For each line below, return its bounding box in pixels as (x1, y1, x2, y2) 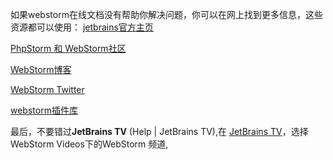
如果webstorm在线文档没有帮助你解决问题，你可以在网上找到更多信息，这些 (10, 9, 323, 20)
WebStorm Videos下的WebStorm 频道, (10, 138, 169, 150)
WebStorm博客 (10, 64, 72, 75)
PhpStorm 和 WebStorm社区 (10, 43, 127, 54)
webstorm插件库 (10, 104, 78, 116)
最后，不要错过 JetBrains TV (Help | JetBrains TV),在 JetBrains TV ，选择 (10, 126, 309, 137)
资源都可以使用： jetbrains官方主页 (10, 21, 154, 33)
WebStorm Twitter (10, 84, 85, 95)
